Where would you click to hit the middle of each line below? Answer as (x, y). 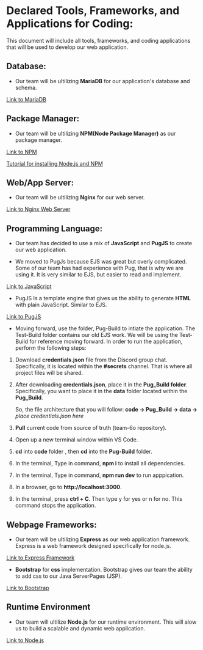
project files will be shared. (49, 373)
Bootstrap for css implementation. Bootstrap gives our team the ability (104, 570)
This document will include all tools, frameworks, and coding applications (98, 40)
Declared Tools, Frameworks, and (93, 11)
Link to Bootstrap (28, 588)
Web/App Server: (40, 183)
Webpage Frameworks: (52, 524)
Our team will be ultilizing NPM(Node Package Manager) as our (95, 133)
